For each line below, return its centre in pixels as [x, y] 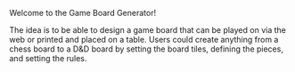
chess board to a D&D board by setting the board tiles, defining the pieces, [146, 49]
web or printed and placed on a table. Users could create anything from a [144, 40]
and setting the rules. [48, 58]
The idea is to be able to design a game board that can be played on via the [148, 30]
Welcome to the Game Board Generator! [83, 13]
